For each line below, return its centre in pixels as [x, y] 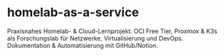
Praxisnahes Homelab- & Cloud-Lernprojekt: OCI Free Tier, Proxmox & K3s [112, 31]
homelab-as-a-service [73, 12]
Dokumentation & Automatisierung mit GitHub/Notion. [83, 45]
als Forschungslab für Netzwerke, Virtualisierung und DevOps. [95, 38]
